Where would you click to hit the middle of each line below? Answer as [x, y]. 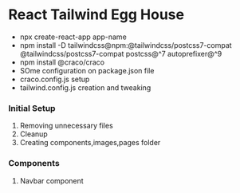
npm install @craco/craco [62, 62]
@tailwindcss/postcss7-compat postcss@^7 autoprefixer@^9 [121, 53]
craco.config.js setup [55, 79]
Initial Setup [32, 108]
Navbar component [51, 180]
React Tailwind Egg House [96, 15]
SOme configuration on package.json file [87, 70]
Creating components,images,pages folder [90, 143]
